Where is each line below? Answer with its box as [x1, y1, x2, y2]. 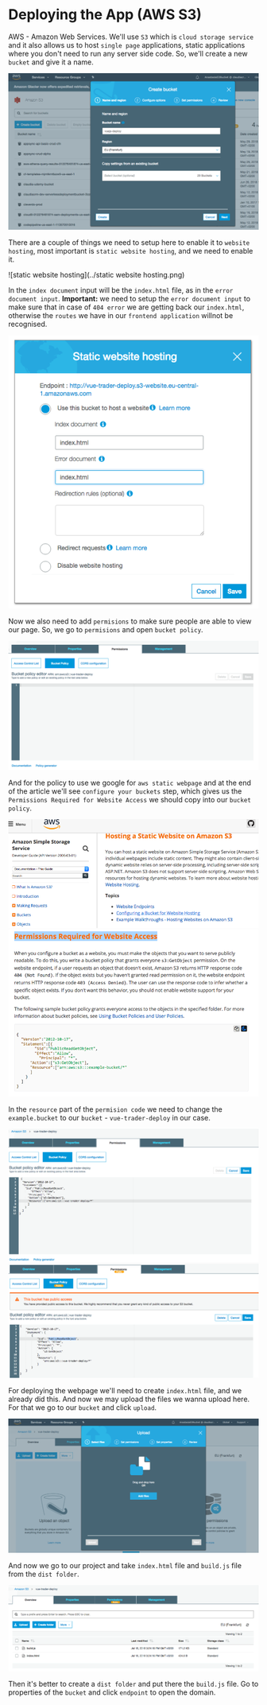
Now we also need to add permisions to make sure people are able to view [8, 616, 252, 626]
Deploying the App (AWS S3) [8, 6, 203, 24]
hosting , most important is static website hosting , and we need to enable [8, 247, 253, 256]
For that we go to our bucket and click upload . [8, 1403, 157, 1412]
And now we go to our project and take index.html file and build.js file [8, 1561, 242, 1571]
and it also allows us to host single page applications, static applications [8, 40, 246, 49]
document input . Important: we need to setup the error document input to [8, 294, 251, 304]
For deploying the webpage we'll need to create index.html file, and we [8, 1386, 242, 1396]
